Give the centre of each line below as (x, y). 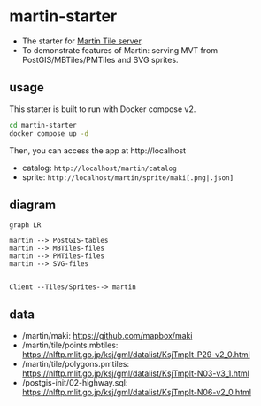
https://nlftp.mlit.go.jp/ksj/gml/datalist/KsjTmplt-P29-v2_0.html (136, 355)
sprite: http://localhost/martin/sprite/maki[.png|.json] (128, 177)
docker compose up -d (49, 133)
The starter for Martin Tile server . (83, 41)
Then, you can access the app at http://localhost (98, 150)
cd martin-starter (43, 125)
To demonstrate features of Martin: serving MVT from (120, 50)
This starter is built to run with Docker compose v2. (103, 109)
